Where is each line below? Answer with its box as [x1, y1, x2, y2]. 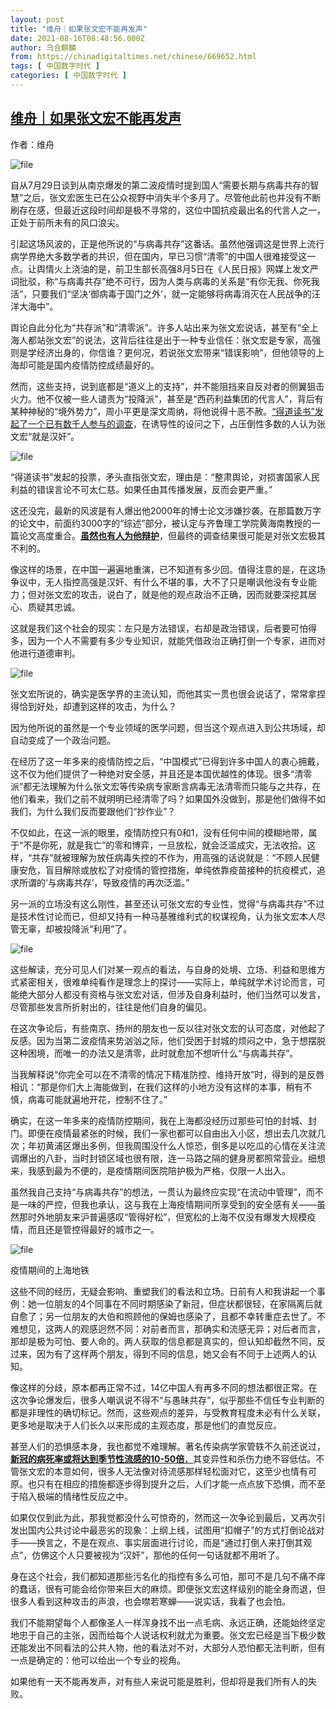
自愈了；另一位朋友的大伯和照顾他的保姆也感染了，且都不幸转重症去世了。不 [10, 1310, 326, 1322]
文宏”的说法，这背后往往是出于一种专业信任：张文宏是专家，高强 [53, 334, 322, 346]
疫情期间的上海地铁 [10, 1264, 90, 1276]
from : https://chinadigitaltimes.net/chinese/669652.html [10, 52, 257, 62]
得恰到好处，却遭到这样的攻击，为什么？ [10, 700, 177, 712]
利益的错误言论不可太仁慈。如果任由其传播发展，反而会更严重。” [10, 483, 273, 495]
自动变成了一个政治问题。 [10, 734, 116, 746]
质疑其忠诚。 [27, 601, 81, 613]
